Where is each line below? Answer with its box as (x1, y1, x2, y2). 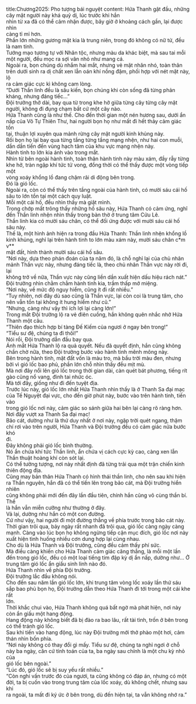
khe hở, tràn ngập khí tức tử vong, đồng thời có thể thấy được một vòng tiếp (6, 161, 188, 168)
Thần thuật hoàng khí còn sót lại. (6, 455, 85, 461)
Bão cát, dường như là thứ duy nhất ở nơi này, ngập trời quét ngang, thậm (6, 417, 183, 424)
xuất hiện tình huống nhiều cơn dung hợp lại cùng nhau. (6, 536, 140, 542)
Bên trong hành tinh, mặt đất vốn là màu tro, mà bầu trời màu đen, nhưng (6, 355, 181, 361)
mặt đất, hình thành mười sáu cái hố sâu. (6, 249, 104, 255)
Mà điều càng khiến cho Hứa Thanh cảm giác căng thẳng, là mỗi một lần (6, 548, 181, 554)
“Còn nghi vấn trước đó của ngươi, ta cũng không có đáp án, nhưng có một (6, 672, 187, 679)
